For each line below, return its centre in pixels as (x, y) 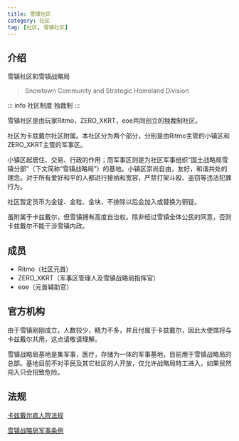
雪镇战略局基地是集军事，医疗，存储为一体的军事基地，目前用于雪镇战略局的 (119, 354)
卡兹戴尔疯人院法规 (36, 415)
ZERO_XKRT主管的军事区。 (47, 145)
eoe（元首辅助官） (45, 287)
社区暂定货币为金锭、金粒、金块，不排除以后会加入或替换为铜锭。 (104, 202)
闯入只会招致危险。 (36, 372)
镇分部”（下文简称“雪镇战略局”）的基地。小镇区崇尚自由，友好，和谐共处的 (117, 169)
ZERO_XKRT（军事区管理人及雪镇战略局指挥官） (89, 278)
